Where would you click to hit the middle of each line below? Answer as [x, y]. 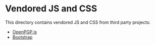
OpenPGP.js [25, 32]
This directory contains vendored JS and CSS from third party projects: [78, 22]
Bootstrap [22, 37]
